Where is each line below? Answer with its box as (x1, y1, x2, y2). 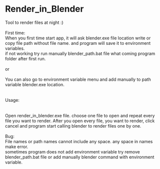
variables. (5, 45, 25, 51)
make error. (5, 144, 28, 150)
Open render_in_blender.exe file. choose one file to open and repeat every (5, 113, 155, 118)
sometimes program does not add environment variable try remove (5, 149, 140, 154)
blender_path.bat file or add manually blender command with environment (5, 154, 155, 160)
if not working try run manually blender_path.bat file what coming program (5, 50, 156, 56)
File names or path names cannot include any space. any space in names (5, 138, 153, 144)
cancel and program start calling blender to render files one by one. (5, 123, 141, 129)
